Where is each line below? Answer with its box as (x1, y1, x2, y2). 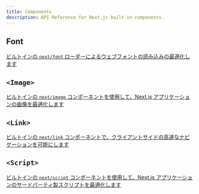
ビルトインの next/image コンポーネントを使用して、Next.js (6, 93, 152, 100)
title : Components (6, 8, 52, 15)
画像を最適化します (16, 101, 64, 108)
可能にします (37, 141, 69, 148)
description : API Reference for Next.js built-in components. (6, 14, 164, 20)
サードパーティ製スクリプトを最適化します (16, 181, 121, 188)
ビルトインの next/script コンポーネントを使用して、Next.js (6, 174, 155, 181)
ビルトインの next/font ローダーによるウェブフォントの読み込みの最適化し (6, 53, 190, 60)
